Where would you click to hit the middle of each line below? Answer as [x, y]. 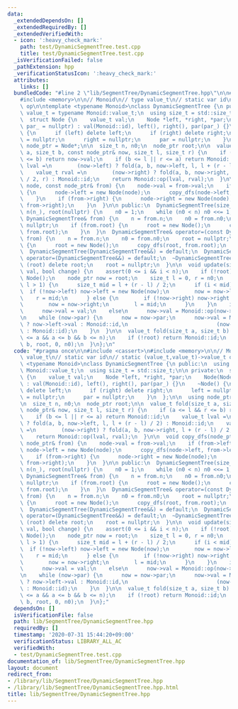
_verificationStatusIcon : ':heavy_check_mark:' [85, 73]
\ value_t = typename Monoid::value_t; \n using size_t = [107, 113]
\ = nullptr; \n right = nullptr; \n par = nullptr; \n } [123, 139]
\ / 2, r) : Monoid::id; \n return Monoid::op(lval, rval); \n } [121, 179]
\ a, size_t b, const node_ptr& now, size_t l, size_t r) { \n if [123, 153]
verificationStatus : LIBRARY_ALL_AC [68, 642]
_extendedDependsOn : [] [49, 21]
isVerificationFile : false [53, 615]
